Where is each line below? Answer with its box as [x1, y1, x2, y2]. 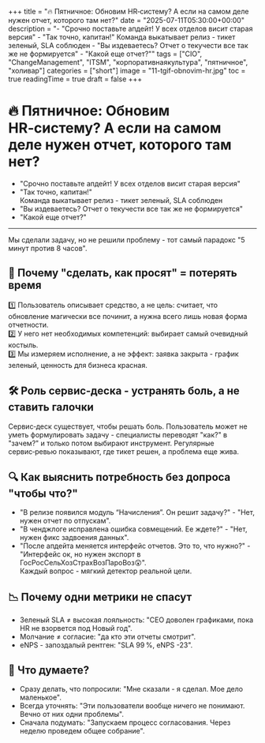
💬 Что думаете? [8, 663, 90, 677]
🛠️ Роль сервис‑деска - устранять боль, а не [8, 385, 240, 398]
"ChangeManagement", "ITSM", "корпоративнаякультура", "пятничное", [8, 58, 248, 66]
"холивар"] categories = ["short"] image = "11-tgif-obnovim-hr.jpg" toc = [8, 66, 246, 75]
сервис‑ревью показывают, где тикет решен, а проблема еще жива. [8, 446, 239, 456]
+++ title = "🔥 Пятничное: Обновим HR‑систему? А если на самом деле [8, 7, 249, 16]
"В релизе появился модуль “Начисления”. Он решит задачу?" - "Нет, [19, 508, 255, 517]
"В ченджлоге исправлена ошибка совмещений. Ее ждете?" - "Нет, [19, 524, 248, 534]
